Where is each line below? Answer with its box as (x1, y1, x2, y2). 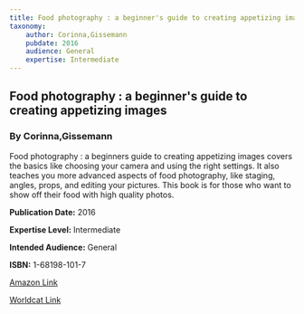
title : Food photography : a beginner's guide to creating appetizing (9, 13, 281, 23)
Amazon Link (9, 277, 59, 288)
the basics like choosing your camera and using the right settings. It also (9, 160, 280, 171)
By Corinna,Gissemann (9, 130, 113, 143)
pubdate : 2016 (25, 38, 79, 48)
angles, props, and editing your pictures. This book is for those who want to (9, 179, 291, 190)
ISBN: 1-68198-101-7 (9, 259, 86, 270)
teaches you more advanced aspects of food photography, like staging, (9, 169, 276, 181)
